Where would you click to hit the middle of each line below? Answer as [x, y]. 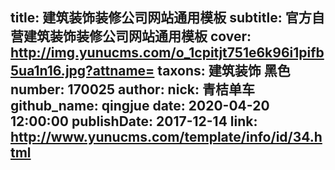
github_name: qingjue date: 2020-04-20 [140, 106]
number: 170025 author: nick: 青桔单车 [132, 89]
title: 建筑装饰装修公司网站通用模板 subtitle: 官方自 [167, 18]
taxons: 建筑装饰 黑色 [224, 71]
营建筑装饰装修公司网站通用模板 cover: [131, 36]
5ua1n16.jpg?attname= [82, 71]
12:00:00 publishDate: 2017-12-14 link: [134, 121]
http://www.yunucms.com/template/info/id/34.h [166, 137]
